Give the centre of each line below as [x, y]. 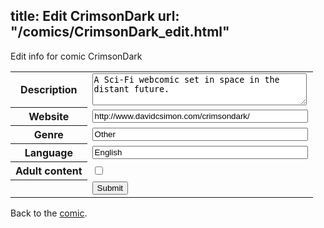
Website [49, 117]
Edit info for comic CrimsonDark [76, 56]
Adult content [49, 171]
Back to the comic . [49, 213]
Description [49, 90]
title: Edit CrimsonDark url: [95, 16]
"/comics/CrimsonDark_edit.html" [120, 32]
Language [48, 153]
